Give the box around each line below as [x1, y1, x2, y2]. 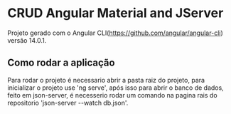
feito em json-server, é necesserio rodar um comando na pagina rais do [7, 90, 218, 99]
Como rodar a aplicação [7, 57, 115, 69]
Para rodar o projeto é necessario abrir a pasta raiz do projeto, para [7, 76, 205, 84]
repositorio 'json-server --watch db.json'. [7, 98, 129, 107]
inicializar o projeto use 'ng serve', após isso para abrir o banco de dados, [7, 83, 224, 92]
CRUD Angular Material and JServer [7, 5, 224, 21]
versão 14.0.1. [7, 36, 47, 44]
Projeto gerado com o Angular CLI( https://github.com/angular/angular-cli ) [7, 28, 224, 37]
